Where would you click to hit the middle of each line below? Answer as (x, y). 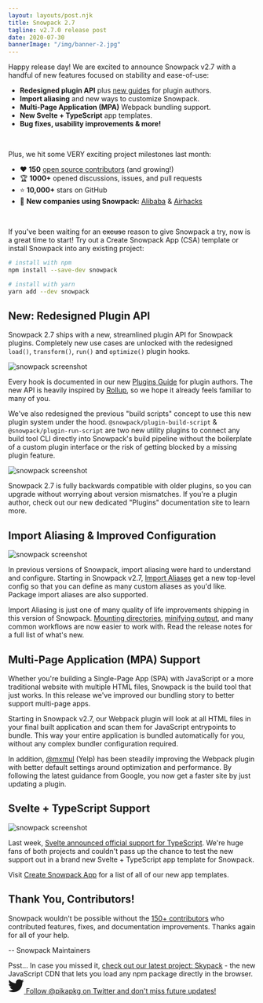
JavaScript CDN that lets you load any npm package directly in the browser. (131, 973)
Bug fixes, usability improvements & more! (90, 124)
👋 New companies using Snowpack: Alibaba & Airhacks (111, 202)
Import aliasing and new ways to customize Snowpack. (110, 99)
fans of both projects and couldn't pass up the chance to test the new (121, 851)
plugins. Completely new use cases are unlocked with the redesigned (121, 343)
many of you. (29, 399)
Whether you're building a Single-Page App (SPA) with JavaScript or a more (131, 679)
